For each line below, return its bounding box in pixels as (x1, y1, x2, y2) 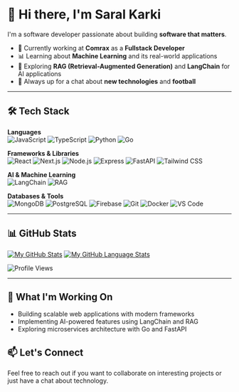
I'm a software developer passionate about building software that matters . (7, 30, 227, 38)
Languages (7, 127, 41, 136)
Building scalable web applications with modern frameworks (17, 309, 195, 319)
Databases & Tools (7, 191, 64, 200)
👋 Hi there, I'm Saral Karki (7, 6, 161, 23)
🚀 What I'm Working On (7, 291, 113, 303)
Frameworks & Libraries (7, 149, 80, 157)
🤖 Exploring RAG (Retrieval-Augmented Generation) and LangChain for (17, 62, 230, 70)
